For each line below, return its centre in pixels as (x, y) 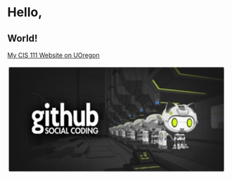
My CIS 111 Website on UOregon (53, 55)
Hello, (25, 12)
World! (22, 38)
